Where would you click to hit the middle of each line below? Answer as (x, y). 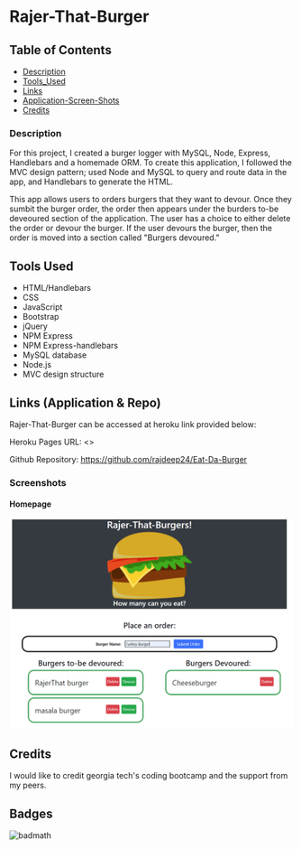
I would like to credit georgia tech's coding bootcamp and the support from (149, 776)
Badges (31, 813)
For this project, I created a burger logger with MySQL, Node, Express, (140, 153)
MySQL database (55, 355)
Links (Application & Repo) (85, 402)
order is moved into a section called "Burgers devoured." (114, 238)
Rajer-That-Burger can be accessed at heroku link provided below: (133, 424)
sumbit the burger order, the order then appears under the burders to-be (144, 209)
